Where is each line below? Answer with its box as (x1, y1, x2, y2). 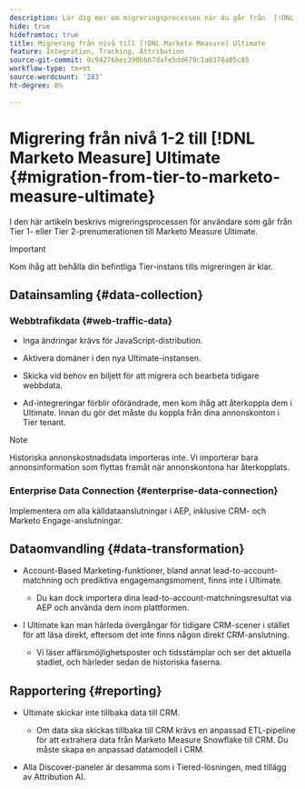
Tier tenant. (22, 417, 66, 428)
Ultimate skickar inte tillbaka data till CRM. (22, 707, 181, 718)
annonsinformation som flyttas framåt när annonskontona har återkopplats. (9, 462, 290, 473)
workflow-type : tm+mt (9, 65, 92, 74)
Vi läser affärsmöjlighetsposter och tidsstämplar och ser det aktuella (35, 647, 291, 658)
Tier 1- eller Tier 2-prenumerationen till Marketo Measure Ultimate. (9, 225, 259, 236)
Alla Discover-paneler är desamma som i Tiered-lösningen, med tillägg (22, 762, 288, 773)
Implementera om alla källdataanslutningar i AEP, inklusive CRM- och (9, 505, 267, 516)
